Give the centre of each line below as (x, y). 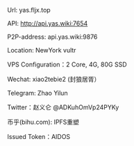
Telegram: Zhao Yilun (37, 93)
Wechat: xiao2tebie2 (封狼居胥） (54, 79)
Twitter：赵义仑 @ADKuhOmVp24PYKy (63, 107)
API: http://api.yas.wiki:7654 (48, 23)
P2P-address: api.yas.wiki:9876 (52, 37)
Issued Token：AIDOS (39, 137)
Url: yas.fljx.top (29, 10)
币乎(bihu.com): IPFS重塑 (43, 122)
